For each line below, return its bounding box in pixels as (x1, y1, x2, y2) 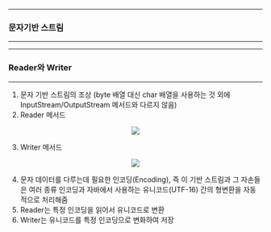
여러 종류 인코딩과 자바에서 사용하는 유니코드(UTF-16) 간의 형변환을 (28, 184, 242, 194)
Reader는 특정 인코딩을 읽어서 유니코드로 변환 (19, 205, 165, 214)
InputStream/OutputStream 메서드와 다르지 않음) (19, 99, 177, 109)
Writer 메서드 (19, 142, 63, 152)
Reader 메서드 (19, 110, 66, 120)
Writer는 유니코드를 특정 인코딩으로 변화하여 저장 (19, 215, 175, 225)
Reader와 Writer (8, 62, 73, 74)
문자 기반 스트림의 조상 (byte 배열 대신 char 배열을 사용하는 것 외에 (19, 90, 231, 99)
